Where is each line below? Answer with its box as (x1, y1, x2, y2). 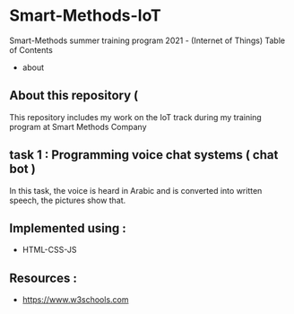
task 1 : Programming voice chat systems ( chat (9, 147, 279, 162)
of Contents (9, 44, 54, 55)
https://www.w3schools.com (22, 294, 129, 305)
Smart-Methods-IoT (9, 5, 161, 26)
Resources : (9, 270, 78, 285)
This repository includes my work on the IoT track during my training (9, 111, 262, 122)
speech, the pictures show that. (9, 195, 126, 205)
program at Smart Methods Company (9, 121, 147, 132)
